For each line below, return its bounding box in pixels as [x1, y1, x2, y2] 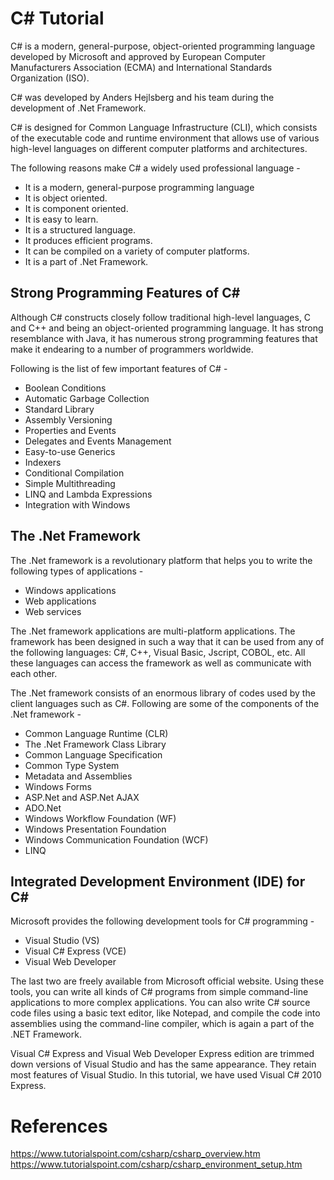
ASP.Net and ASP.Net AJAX [24, 791, 140, 803]
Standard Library [24, 403, 95, 415]
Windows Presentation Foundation [24, 823, 167, 835]
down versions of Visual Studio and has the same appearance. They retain [10, 1058, 317, 1071]
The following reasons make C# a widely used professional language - [10, 162, 301, 174]
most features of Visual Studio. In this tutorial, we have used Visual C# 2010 [10, 1069, 322, 1081]
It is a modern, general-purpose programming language [24, 181, 255, 193]
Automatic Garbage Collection [24, 392, 150, 404]
